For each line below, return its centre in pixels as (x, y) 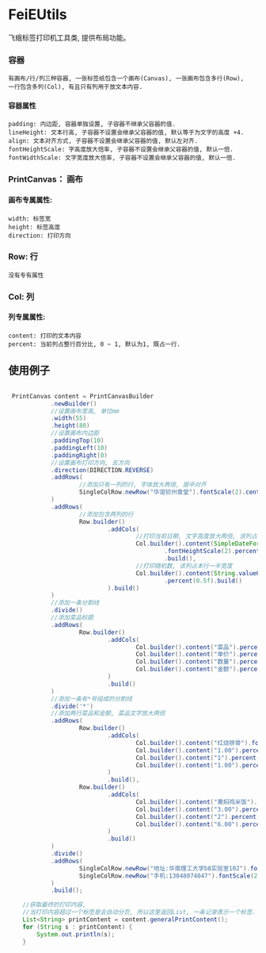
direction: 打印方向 (40, 236)
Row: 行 (23, 257)
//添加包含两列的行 (106, 514)
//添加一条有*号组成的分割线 (91, 699)
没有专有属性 (26, 275)
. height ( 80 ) (70, 426)
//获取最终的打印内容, (55, 905)
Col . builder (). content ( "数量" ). (188, 662)
